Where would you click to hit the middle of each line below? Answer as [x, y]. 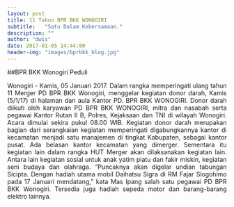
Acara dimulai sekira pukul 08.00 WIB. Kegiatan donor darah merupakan [117, 122]
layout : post [26, 14]
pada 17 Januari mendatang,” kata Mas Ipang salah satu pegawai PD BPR [117, 181]
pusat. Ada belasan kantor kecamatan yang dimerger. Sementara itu [117, 144]
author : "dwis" [29, 40]
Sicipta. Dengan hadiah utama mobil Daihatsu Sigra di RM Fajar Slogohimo [117, 174]
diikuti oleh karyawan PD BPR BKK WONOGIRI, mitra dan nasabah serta [117, 108]
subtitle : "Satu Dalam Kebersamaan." [65, 26]
